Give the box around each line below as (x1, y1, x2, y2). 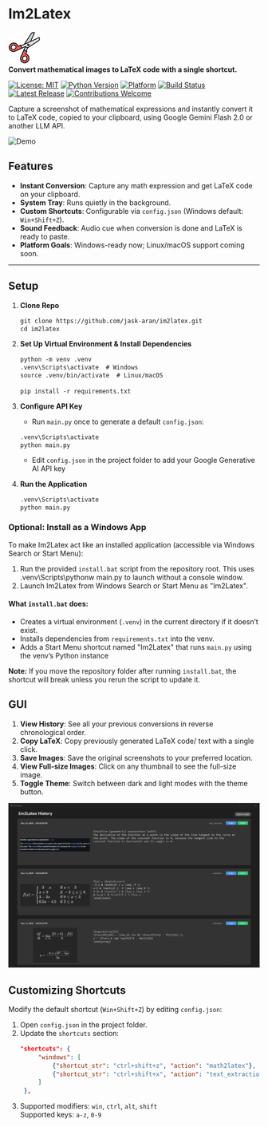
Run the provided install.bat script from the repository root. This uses (19, 563, 254, 573)
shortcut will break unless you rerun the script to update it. (8, 675, 201, 685)
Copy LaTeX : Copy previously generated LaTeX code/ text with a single (19, 736, 254, 745)
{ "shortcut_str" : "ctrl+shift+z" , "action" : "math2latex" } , (52, 1062, 257, 1070)
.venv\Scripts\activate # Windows (19, 363, 139, 371)
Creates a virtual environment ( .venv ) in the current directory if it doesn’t (19, 617, 259, 627)
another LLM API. (8, 121, 65, 130)
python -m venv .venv (19, 355, 92, 363)
